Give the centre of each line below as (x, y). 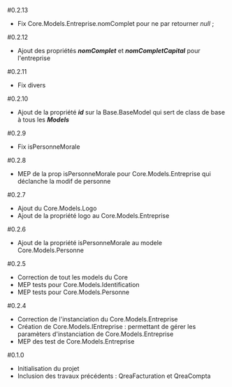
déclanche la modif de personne (64, 181)
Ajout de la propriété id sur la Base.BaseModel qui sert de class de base (121, 112)
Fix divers (31, 85)
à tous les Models (43, 119)
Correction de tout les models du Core (72, 277)
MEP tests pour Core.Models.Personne (73, 292)
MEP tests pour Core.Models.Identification (78, 285)
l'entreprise (34, 58)
